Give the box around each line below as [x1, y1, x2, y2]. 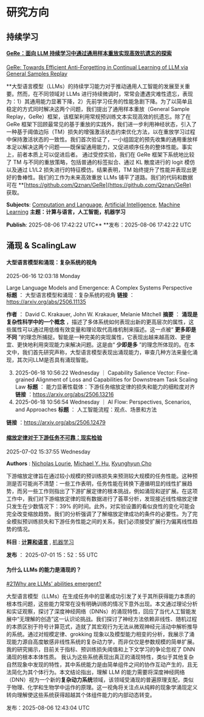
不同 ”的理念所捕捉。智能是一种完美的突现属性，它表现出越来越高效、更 [6, 333, 186, 341]
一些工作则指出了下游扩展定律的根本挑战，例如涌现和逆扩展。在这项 [27, 487, 198, 495]
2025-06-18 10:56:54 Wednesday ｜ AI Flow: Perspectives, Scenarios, [15, 398, 192, 406]
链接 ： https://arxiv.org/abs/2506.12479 [6, 419, 106, 426]
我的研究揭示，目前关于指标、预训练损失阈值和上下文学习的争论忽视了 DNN [6, 645, 195, 653]
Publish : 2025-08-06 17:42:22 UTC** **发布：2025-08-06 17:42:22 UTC [6, 221, 191, 228]
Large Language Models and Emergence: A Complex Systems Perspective [6, 284, 192, 291]
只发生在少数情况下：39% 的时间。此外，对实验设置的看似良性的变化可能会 [6, 502, 195, 510]
